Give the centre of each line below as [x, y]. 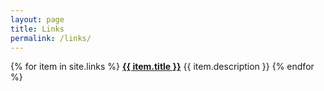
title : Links [37, 29]
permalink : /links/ [51, 38]
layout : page [37, 19]
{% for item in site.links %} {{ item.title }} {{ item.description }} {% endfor [162, 67]
